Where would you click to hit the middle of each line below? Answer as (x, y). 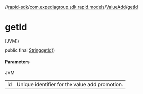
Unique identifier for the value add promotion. (70, 85)
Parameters (17, 62)
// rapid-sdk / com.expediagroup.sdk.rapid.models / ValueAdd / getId (71, 7)
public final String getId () (30, 50)
